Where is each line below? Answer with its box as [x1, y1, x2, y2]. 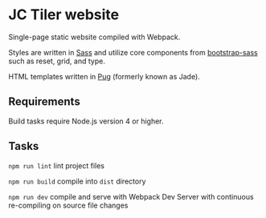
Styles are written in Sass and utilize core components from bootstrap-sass [8, 47, 259, 57]
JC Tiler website [8, 6, 119, 24]
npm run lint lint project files [8, 160, 105, 170]
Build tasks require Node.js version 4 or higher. [8, 116, 164, 126]
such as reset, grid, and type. [8, 56, 106, 66]
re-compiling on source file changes [8, 200, 129, 210]
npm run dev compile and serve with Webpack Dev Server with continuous [8, 192, 255, 201]
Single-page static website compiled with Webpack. [8, 32, 181, 42]
